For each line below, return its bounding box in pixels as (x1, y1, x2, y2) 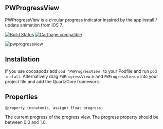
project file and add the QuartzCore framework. (5, 78, 101, 85)
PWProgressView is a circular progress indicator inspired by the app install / (5, 17, 157, 22)
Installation (5, 55, 40, 64)
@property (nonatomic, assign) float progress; (5, 106, 104, 110)
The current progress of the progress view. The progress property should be (5, 114, 159, 120)
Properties (5, 93, 38, 101)
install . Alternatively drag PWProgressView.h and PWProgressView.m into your (5, 73, 158, 79)
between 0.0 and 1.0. (5, 119, 47, 125)
